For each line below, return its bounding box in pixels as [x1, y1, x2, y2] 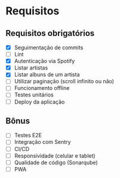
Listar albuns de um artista [14, 71, 80, 79]
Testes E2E [14, 132, 42, 139]
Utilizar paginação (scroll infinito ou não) [14, 78, 115, 85]
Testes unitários [14, 91, 54, 98]
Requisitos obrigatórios [5, 28, 95, 38]
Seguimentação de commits [14, 44, 84, 51]
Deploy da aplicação [14, 98, 65, 105]
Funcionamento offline [14, 85, 70, 92]
